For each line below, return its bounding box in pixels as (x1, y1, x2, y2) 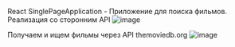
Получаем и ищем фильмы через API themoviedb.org (7, 31, 188, 39)
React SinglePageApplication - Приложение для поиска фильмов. (7, 7, 228, 16)
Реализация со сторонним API (7, 15, 111, 24)
